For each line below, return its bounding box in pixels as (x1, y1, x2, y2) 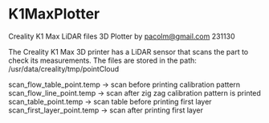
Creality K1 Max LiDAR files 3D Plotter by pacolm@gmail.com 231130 (8, 31, 235, 41)
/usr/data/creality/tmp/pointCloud (8, 64, 120, 73)
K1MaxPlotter (8, 5, 100, 23)
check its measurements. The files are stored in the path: (8, 55, 197, 65)
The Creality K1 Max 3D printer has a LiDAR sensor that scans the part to (8, 47, 249, 56)
